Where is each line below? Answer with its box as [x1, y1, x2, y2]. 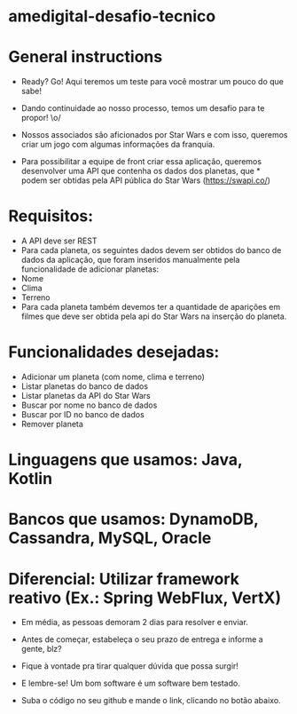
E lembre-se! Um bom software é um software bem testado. [20, 678, 240, 689]
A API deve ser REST [20, 235, 98, 246]
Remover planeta [20, 419, 83, 429]
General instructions [8, 47, 163, 67]
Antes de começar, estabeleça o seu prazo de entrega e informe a [20, 634, 263, 645]
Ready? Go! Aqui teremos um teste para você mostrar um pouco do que [20, 76, 285, 87]
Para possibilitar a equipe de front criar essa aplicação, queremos [20, 156, 262, 167]
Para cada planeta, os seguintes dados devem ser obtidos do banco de [20, 245, 282, 256]
